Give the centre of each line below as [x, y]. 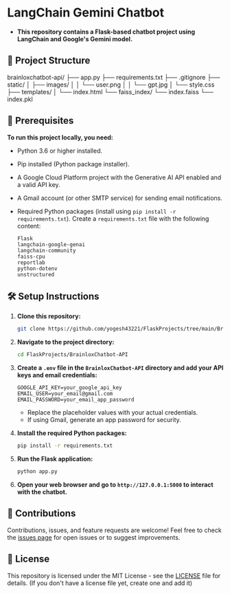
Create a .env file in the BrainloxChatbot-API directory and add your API [120, 368]
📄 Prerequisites [41, 121]
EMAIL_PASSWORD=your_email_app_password [76, 400]
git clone [31, 329]
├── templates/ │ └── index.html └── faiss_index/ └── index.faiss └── [111, 91]
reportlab [31, 263]
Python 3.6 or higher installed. [60, 151]
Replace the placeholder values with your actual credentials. [113, 412]
